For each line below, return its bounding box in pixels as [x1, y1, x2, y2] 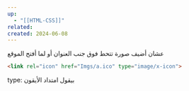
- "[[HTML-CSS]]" [13, 17, 65, 24]
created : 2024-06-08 [7, 30, 69, 37]
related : [7, 23, 33, 30]
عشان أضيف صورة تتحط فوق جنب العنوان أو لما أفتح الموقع [7, 49, 164, 58]
